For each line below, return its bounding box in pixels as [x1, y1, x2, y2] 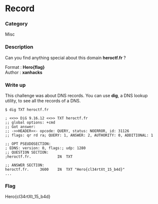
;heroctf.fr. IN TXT [5, 154, 73, 159]
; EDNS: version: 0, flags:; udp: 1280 [5, 146, 86, 151]
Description [5, 43, 34, 50]
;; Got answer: [5, 124, 36, 129]
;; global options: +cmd [5, 120, 55, 125]
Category [5, 20, 28, 27]
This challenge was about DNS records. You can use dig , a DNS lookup [5, 93, 148, 99]
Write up [5, 82, 26, 88]
